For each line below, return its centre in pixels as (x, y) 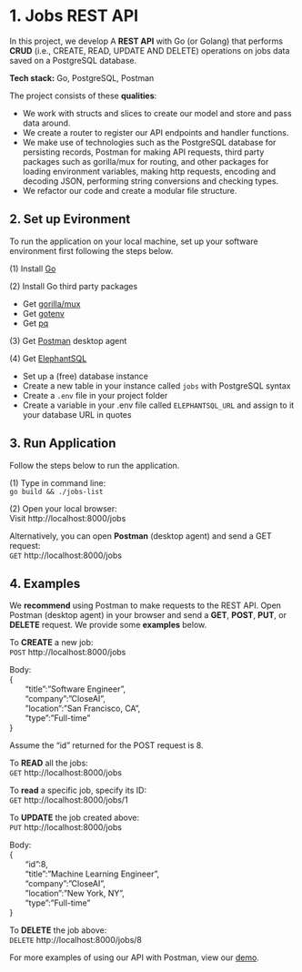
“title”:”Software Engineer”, (75, 689)
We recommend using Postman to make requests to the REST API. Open (146, 605)
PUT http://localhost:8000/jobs (66, 827)
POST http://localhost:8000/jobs (68, 653)
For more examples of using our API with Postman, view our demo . (134, 957)
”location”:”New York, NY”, (75, 894)
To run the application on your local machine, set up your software (134, 241)
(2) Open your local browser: (63, 508)
